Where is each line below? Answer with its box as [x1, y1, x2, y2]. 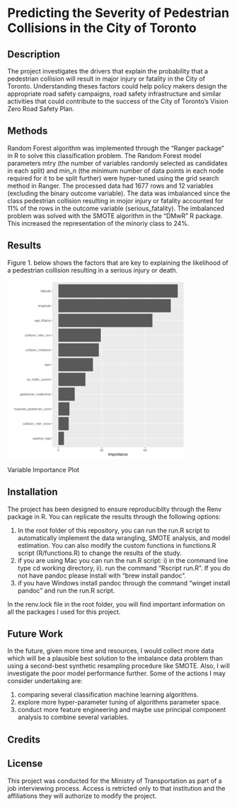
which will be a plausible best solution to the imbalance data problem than [7, 654, 223, 663]
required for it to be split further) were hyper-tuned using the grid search [7, 173, 219, 182]
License [7, 757, 43, 769]
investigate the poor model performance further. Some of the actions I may [7, 669, 226, 677]
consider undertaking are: [7, 677, 83, 685]
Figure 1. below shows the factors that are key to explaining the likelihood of [7, 258, 229, 267]
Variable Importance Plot [7, 465, 80, 474]
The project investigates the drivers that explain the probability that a [7, 67, 209, 75]
